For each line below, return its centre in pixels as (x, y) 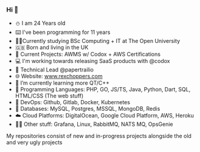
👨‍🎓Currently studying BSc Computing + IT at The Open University (98, 41)
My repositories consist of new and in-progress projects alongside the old (99, 136)
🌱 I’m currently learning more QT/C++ (62, 83)
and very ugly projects (34, 142)
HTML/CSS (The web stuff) (49, 96)
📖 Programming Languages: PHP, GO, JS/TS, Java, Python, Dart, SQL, (103, 90)
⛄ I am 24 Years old (40, 23)
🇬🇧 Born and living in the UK (52, 47)
